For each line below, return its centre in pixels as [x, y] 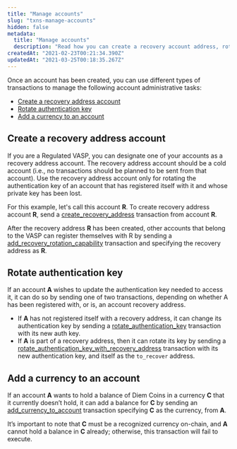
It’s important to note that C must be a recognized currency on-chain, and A [117, 424]
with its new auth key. [49, 334]
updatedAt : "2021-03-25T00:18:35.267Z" [66, 60]
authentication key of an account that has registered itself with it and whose [117, 185]
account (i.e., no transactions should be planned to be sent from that [107, 170]
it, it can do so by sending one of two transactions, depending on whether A [118, 297]
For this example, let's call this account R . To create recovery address [109, 206]
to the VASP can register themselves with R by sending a [90, 235]
